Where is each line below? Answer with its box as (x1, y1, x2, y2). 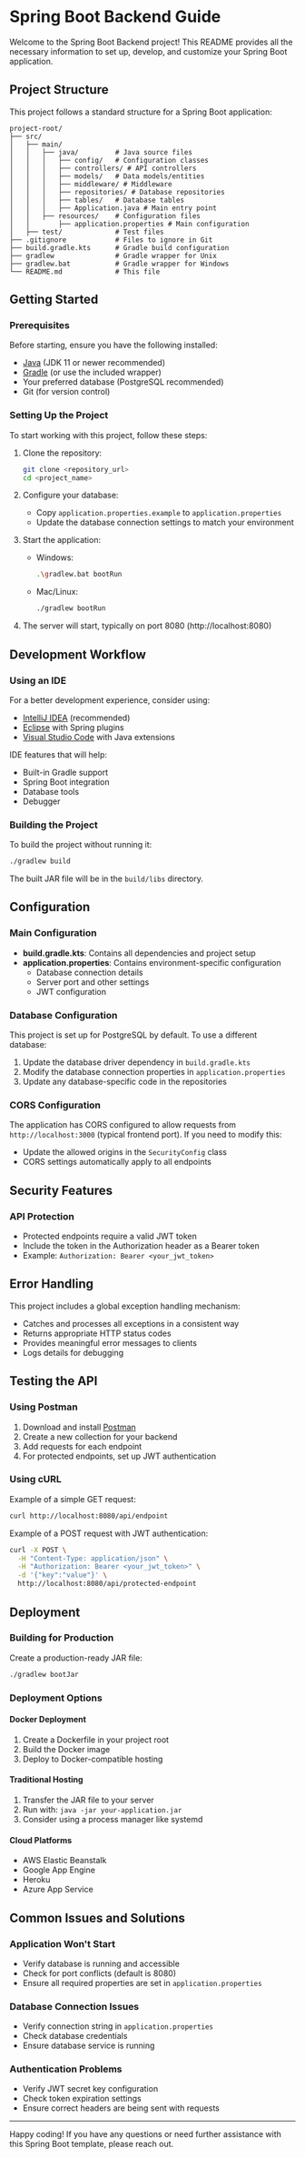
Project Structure (9, 82, 109, 97)
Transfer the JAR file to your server (22, 1794, 154, 1805)
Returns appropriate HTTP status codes (22, 1328, 172, 1339)
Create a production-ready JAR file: (9, 1652, 143, 1663)
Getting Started (9, 292, 99, 307)
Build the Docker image (22, 1743, 111, 1754)
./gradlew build (9, 857, 71, 866)
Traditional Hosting (9, 1774, 84, 1785)
